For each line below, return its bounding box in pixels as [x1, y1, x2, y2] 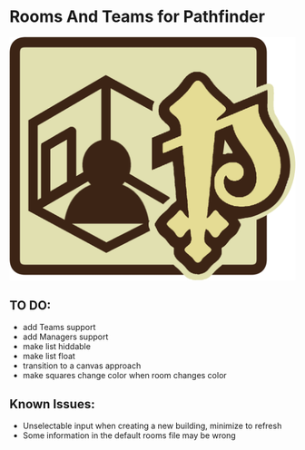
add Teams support [22, 322, 96, 333]
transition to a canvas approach [22, 360, 142, 371]
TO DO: [9, 298, 52, 314]
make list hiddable [22, 341, 91, 352]
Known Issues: [9, 396, 95, 412]
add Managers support [22, 331, 109, 342]
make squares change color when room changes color [22, 370, 227, 381]
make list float [22, 351, 75, 362]
